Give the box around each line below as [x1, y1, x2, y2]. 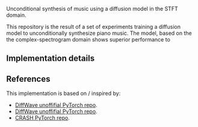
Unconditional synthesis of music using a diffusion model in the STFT [6, 5, 179, 12]
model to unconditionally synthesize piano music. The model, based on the [6, 29, 192, 37]
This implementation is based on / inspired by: [6, 90, 121, 97]
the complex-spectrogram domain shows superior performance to [6, 36, 170, 43]
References [6, 73, 51, 84]
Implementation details [6, 54, 95, 64]
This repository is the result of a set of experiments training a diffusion [6, 23, 181, 30]
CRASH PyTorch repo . [14, 114, 70, 122]
